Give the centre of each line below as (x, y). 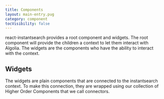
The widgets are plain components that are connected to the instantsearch (82, 81)
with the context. (22, 53)
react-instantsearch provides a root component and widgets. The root (77, 38)
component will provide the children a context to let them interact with (77, 43)
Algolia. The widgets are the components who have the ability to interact (79, 48)
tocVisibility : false (28, 24)
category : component (27, 19)
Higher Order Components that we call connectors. (57, 92)
